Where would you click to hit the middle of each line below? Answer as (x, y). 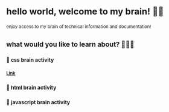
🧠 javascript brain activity (38, 102)
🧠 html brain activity (31, 87)
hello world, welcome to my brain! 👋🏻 (85, 12)
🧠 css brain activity (30, 60)
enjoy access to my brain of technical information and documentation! (79, 27)
